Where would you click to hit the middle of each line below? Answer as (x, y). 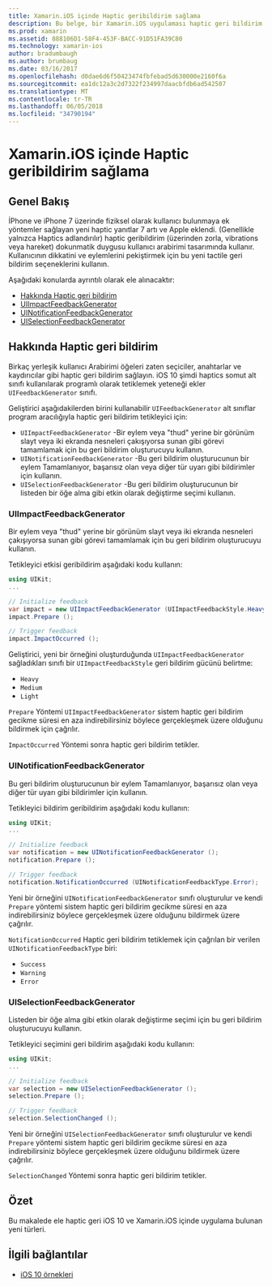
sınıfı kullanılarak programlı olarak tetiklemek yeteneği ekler (107, 383)
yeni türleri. (28, 1229)
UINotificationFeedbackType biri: (63, 948)
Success (33, 964)
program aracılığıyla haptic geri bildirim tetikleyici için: (98, 417)
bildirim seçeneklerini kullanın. (59, 264)
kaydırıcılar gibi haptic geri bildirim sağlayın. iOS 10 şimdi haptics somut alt (132, 375)
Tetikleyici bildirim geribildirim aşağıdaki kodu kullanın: (99, 808)
